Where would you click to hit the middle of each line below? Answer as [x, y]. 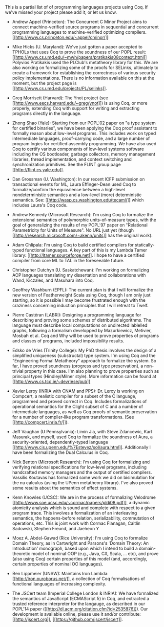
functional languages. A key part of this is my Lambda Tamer [86, 250]
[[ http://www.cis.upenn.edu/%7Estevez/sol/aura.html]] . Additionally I [81, 447]
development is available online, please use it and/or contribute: [76, 614]
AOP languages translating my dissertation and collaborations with [79, 275]
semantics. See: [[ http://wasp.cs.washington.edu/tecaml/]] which [78, 200]
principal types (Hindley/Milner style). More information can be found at [84, 376]
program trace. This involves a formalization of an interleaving [74, 513]
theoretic [21, 554]
